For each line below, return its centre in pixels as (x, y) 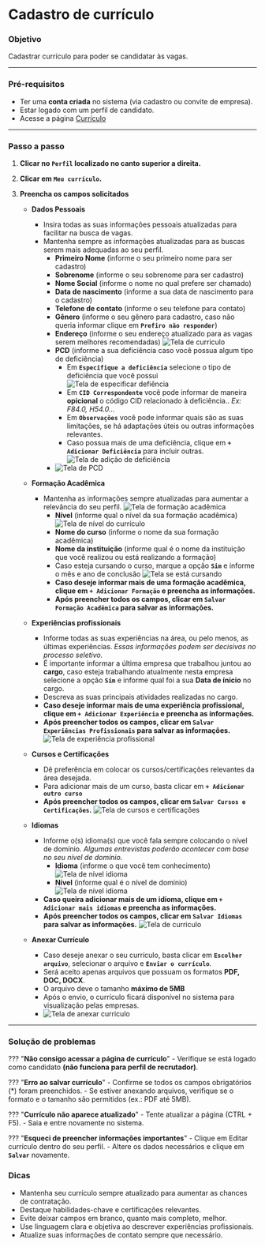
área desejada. (67, 778)
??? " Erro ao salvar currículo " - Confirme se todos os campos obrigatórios (130, 1083)
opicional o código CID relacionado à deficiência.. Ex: (154, 401)
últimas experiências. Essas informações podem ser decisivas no (149, 647)
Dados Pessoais (58, 209)
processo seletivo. (73, 655)
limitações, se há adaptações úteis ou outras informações (160, 426)
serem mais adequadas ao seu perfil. (103, 250)
